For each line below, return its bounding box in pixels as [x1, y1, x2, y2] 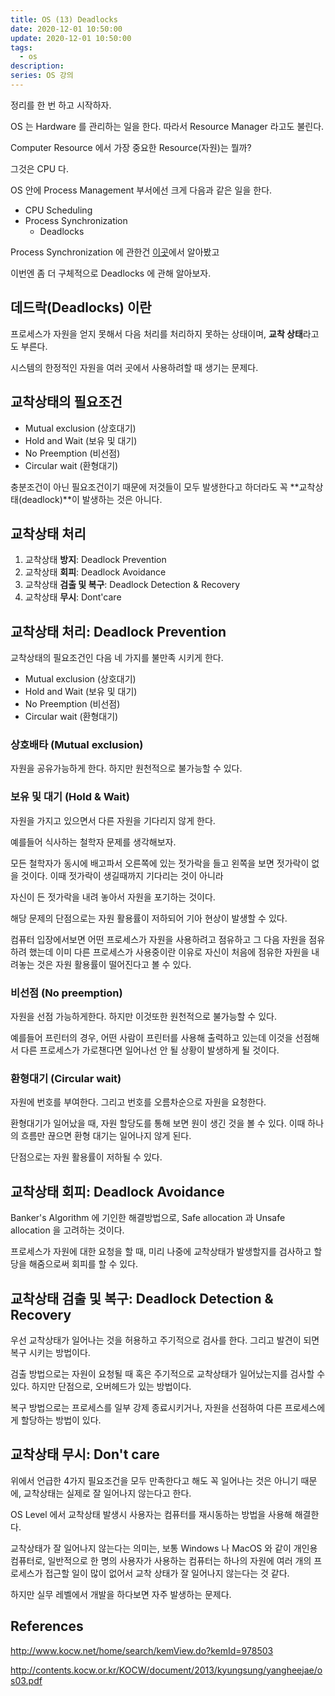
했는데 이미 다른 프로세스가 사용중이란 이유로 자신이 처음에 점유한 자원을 [28, 946, 310, 958]
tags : [10, 42, 33, 53]
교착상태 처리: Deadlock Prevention [10, 623, 227, 640]
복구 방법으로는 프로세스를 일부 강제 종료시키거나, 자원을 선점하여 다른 [10, 1401, 283, 1413]
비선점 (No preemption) [10, 986, 123, 1000]
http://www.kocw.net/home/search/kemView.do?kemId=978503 [10, 1644, 274, 1656]
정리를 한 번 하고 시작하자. [10, 99, 112, 111]
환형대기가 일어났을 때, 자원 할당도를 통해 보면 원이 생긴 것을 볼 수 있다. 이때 [10, 1117, 306, 1130]
